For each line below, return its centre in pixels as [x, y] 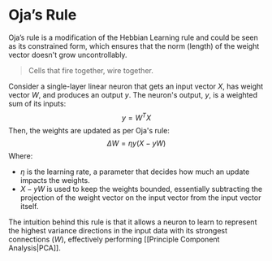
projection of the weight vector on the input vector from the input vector [140, 198]
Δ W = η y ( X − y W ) [136, 143]
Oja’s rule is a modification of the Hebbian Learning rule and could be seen [133, 37]
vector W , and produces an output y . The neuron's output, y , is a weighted [133, 94]
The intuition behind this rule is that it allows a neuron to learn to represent [133, 222]
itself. [29, 206]
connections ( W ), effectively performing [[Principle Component [114, 239]
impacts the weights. [55, 180]
